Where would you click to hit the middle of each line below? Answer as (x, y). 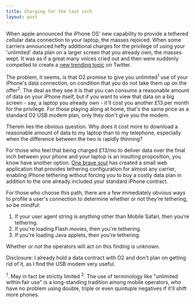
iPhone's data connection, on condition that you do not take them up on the (97, 83)
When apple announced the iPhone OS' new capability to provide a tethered (97, 33)
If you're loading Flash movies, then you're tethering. (78, 229)
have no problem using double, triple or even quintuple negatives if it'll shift (96, 289)
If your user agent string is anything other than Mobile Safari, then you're (102, 216)
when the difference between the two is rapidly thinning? (74, 139)
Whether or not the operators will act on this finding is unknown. (83, 246)
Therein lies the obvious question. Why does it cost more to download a (92, 126)
